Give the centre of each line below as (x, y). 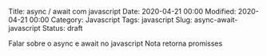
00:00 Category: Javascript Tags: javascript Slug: (111, 20)
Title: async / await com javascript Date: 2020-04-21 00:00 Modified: (122, 11)
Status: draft (62, 28)
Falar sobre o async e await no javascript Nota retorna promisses (116, 43)
